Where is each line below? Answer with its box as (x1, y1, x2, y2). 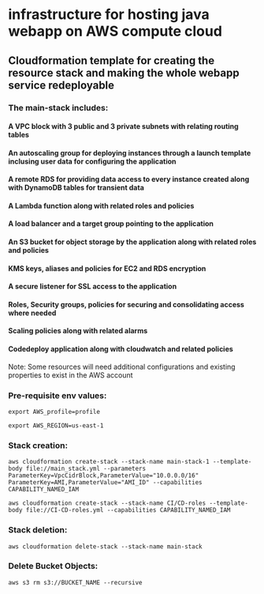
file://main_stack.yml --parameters (25, 464, 147, 473)
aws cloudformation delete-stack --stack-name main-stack (8, 543, 203, 551)
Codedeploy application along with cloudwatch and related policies (8, 344, 234, 354)
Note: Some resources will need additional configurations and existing (8, 362, 236, 371)
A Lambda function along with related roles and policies (8, 201, 195, 210)
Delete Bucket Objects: (8, 561, 99, 572)
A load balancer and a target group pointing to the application (8, 219, 214, 228)
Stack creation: (8, 440, 69, 451)
